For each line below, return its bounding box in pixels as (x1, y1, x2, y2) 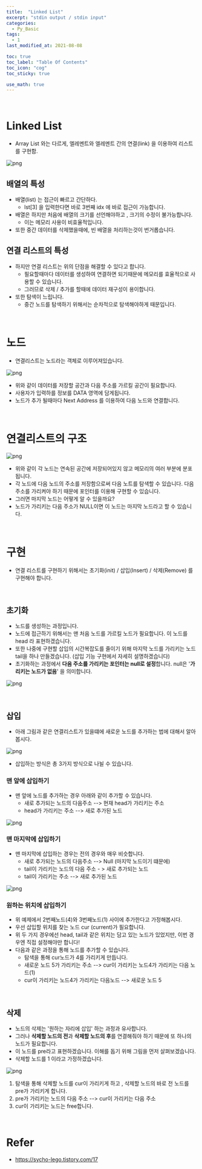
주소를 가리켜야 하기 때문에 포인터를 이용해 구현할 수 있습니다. (15, 487, 161, 495)
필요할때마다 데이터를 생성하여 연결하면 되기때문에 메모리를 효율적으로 (24, 270, 189, 277)
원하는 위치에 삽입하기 (6, 901, 67, 909)
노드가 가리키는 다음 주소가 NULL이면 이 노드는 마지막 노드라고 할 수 (15, 502, 176, 510)
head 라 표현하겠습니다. (15, 637, 71, 645)
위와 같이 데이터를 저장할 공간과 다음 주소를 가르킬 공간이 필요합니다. (15, 381, 177, 389)
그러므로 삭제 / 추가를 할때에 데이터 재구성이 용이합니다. (24, 285, 155, 292)
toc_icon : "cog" (6, 65, 47, 71)
